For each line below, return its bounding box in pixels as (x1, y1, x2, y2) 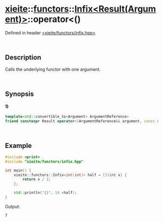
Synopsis (5, 90, 34, 98)
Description (5, 54, 41, 62)
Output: (5, 203, 20, 209)
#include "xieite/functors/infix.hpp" (5, 159, 83, 164)
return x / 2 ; (22, 177, 51, 182)
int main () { (5, 168, 32, 173)
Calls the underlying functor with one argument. (5, 66, 101, 72)
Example (5, 142, 32, 150)
